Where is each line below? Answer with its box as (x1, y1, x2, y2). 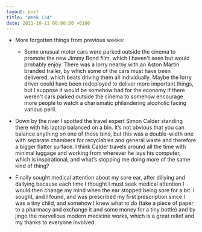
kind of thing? (14, 162, 49, 169)
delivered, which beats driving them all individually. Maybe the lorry (24, 74, 192, 81)
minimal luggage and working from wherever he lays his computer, (14, 149, 181, 157)
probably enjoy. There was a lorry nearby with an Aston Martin (24, 61, 180, 68)
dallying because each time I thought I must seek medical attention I (14, 180, 185, 187)
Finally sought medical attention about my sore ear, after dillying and (14, 174, 186, 181)
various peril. (24, 106, 57, 113)
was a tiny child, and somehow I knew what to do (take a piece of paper (14, 199, 194, 207)
